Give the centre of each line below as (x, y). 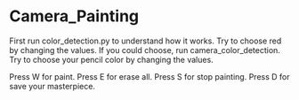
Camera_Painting (74, 16)
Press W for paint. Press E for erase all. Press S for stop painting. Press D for (149, 76)
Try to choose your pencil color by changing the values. (111, 59)
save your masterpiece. (53, 86)
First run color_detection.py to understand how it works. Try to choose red (145, 41)
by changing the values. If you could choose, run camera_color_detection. (145, 50)
